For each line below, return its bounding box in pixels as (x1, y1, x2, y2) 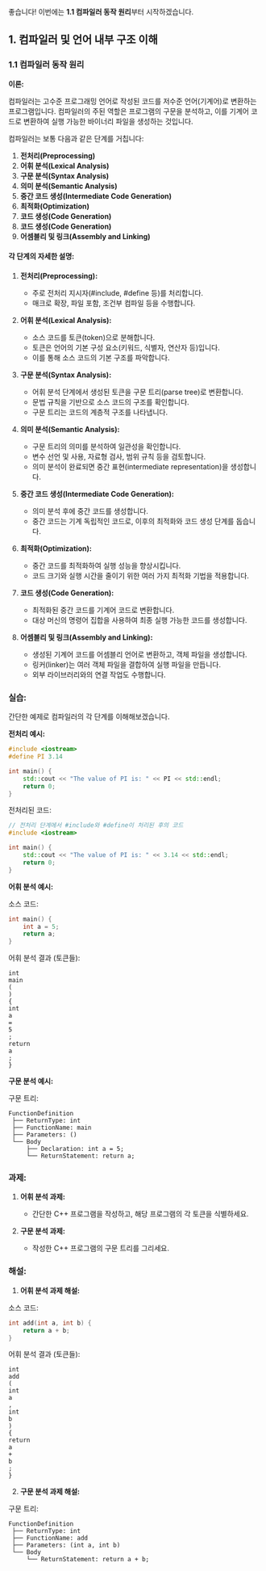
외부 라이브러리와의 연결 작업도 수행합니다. (31, 670, 167, 679)
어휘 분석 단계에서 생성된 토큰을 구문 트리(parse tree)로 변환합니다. (31, 387, 243, 397)
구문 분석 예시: (8, 1077, 54, 1086)
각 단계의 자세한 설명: (8, 251, 75, 261)
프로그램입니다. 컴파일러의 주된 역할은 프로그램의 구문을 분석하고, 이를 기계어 (8, 106, 250, 116)
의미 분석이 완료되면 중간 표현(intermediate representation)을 (31, 461, 229, 471)
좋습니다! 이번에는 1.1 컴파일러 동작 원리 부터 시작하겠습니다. (8, 7, 194, 16)
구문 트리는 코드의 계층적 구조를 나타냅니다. (31, 407, 168, 417)
